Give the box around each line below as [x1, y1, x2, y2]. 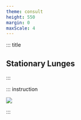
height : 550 [6, 14, 35, 20]
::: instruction [6, 86, 38, 93]
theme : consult [6, 8, 43, 15]
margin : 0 [6, 20, 31, 25]
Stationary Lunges [6, 59, 75, 69]
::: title [6, 41, 22, 48]
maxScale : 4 [6, 25, 35, 31]
